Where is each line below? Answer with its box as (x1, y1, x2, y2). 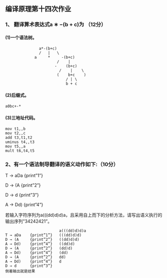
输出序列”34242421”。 (5, 218, 52, 224)
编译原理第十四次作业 (5, 5, 71, 14)
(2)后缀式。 (5, 92, 29, 98)
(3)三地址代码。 (5, 115, 38, 121)
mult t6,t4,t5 (5, 148, 35, 153)
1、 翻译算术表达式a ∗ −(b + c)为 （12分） (5, 21, 106, 28)
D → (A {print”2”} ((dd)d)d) (5, 237, 80, 242)
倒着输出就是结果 (5, 269, 36, 274)
